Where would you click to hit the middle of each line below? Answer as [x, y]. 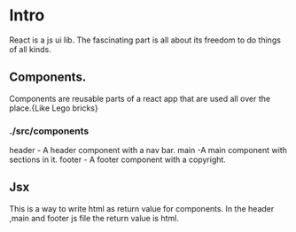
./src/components [49, 131]
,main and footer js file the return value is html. [94, 218]
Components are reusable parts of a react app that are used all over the [140, 98]
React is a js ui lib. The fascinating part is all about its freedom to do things [145, 40]
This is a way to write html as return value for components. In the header [142, 208]
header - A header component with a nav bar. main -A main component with [148, 151]
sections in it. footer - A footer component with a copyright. [117, 159]
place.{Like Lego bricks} [54, 108]
